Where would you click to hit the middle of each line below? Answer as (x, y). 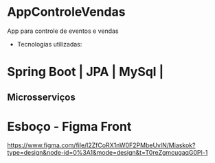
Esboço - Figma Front (69, 126)
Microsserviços (41, 97)
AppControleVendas (66, 12)
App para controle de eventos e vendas (63, 31)
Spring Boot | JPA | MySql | (86, 72)
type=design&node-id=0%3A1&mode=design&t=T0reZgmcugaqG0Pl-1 (107, 153)
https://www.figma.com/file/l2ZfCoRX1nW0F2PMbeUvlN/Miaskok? (101, 145)
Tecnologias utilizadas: (49, 44)
